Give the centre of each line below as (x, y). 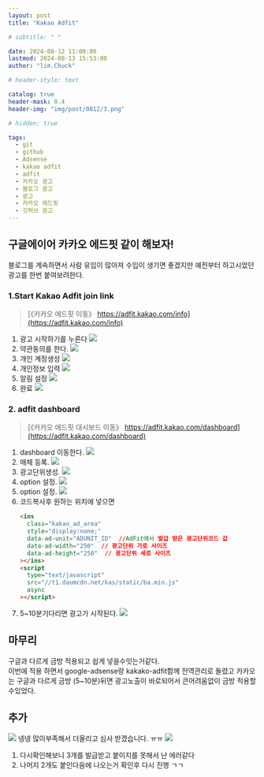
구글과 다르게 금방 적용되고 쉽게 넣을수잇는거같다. (84, 661)
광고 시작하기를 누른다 (54, 339)
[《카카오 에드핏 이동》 (61, 314)
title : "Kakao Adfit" (44, 23)
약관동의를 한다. (44, 349)
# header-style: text (44, 80)
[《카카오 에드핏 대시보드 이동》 (75, 427)
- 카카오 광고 (34, 181)
